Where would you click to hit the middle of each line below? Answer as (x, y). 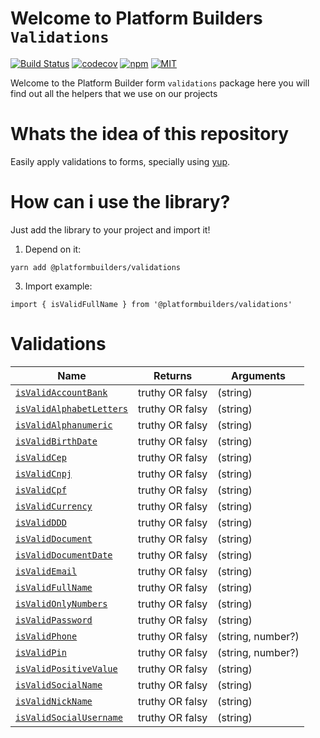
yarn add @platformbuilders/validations (96, 267)
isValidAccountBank (61, 392)
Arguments (258, 375)
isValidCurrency (54, 506)
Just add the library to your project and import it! (110, 229)
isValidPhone (46, 636)
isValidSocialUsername (69, 717)
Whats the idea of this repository (150, 134)
